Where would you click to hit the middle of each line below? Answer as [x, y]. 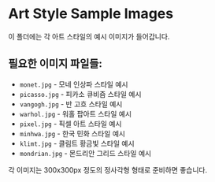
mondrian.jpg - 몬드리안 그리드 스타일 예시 [85, 153]
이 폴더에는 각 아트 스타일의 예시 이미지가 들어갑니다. [89, 36]
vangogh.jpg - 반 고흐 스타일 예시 [71, 104]
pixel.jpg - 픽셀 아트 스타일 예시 [70, 124]
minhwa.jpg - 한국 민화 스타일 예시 [72, 133]
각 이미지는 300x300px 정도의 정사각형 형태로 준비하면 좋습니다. [108, 169]
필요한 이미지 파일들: [55, 64]
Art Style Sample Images [91, 14]
